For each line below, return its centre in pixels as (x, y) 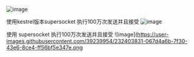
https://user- (153, 34)
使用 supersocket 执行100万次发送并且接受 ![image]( (72, 34)
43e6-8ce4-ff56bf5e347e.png (45, 47)
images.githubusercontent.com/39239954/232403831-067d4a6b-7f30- (97, 41)
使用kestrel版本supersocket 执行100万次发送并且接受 (73, 22)
